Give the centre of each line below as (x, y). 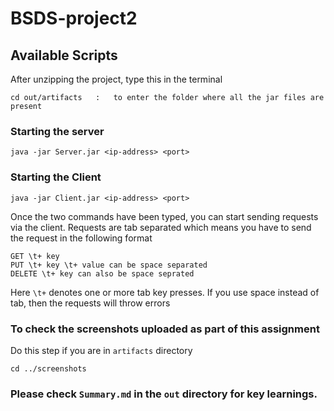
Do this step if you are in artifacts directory (101, 350)
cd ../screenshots (48, 368)
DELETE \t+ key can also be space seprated (102, 273)
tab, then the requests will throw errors (90, 303)
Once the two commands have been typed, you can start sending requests (164, 216)
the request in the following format (81, 238)
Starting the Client (56, 177)
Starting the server (57, 131)
